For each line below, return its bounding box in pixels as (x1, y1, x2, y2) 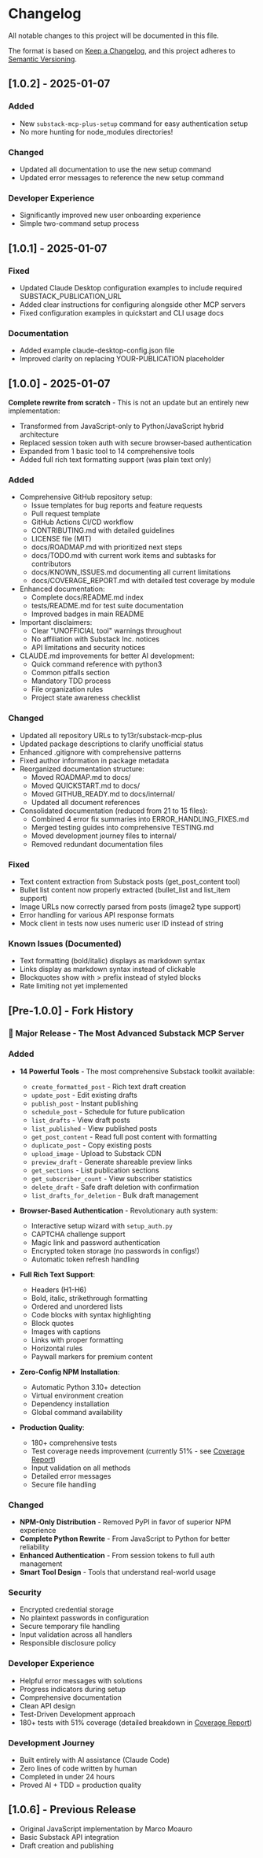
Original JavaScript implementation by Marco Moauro (19, 1823, 193, 1834)
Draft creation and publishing (19, 1841, 114, 1850)
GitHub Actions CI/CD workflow (31, 517, 134, 527)
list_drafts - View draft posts (31, 1115, 131, 1125)
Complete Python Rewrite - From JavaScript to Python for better (19, 1534, 231, 1543)
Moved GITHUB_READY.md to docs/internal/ (31, 789, 175, 799)
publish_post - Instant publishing (31, 1099, 139, 1108)
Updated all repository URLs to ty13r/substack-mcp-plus (19, 730, 203, 740)
